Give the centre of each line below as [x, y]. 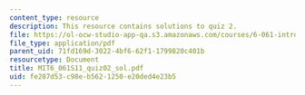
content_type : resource [54, 18]
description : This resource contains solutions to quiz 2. [123, 26]
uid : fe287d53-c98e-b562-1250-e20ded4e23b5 [93, 77]
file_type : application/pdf [63, 43]
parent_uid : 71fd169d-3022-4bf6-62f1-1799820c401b [107, 52]
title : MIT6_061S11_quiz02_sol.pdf [77, 69]
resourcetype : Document [54, 60]
